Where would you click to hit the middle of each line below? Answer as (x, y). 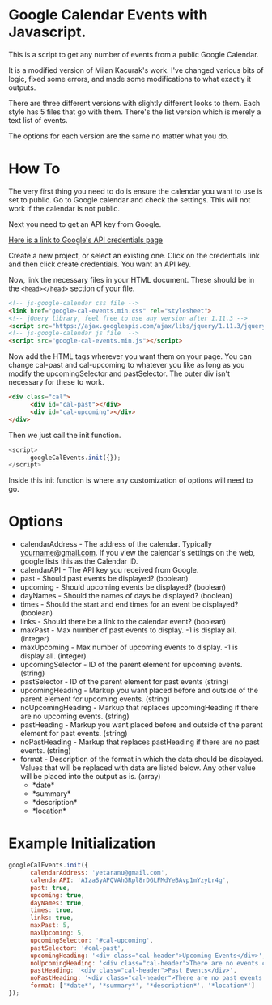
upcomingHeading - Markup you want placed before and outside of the (139, 691)
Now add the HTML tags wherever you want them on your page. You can (130, 356)
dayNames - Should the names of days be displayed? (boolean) (126, 596)
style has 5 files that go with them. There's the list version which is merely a (135, 112)
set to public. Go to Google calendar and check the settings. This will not (130, 199)
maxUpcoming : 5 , (57, 933)
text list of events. (38, 120)
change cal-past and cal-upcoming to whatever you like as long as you (127, 365)
